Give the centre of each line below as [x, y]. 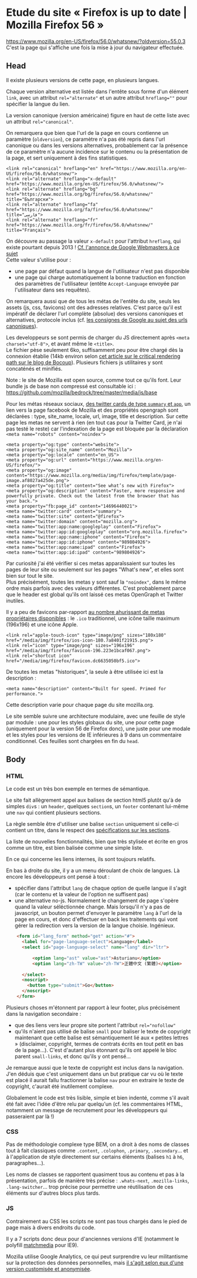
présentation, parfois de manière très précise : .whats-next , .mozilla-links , [98, 1181]
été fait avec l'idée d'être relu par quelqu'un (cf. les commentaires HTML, [94, 1104]
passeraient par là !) [30, 1116]
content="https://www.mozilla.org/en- [116, 460]
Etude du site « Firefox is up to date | [97, 13]
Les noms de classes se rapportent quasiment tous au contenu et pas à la [95, 1174]
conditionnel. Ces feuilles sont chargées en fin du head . [73, 741]
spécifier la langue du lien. [38, 104]
